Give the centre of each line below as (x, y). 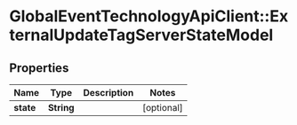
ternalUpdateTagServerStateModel (141, 35)
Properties (39, 68)
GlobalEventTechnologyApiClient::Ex (149, 16)
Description (108, 93)
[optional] (163, 108)
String (61, 108)
